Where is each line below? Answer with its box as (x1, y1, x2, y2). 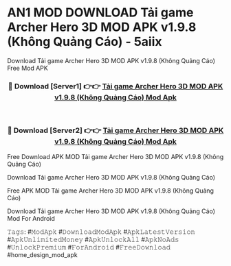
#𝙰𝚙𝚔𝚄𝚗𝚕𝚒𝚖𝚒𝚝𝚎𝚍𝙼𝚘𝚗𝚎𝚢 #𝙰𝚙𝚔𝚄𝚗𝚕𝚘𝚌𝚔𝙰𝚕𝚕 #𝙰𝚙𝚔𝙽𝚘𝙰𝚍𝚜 (7, 235, 179, 243)
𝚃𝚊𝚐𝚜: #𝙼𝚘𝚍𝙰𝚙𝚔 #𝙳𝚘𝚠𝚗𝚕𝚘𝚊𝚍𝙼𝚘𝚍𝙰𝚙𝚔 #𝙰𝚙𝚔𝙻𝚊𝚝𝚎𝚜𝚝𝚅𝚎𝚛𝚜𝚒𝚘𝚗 (7, 228, 196, 236)
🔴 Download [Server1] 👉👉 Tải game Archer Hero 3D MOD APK (8, 81, 223, 90)
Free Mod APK (7, 64, 48, 72)
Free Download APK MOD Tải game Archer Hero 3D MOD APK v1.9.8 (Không (7, 152, 224, 160)
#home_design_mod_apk (7, 250, 78, 258)
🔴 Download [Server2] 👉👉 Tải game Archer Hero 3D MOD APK (7, 125, 224, 135)
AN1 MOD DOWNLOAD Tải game (7, 5, 194, 21)
